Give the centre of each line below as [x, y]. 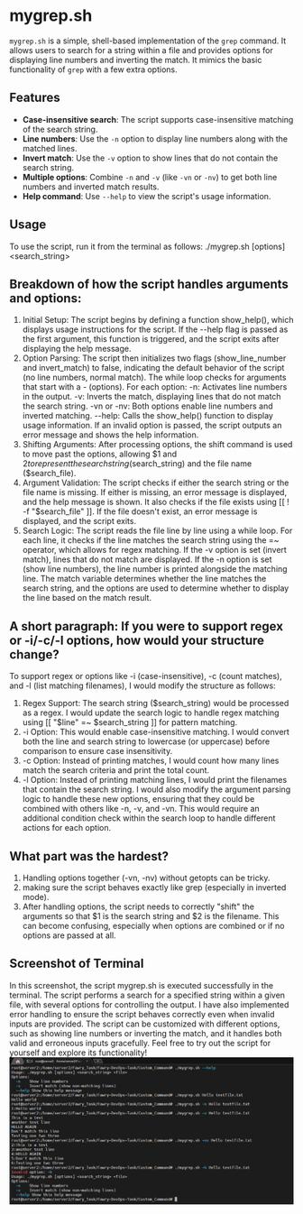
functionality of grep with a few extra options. [93, 69]
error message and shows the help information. [110, 435]
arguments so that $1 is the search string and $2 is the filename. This [151, 916]
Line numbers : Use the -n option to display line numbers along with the [155, 138]
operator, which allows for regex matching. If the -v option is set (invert [154, 550]
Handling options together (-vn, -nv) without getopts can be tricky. [146, 878]
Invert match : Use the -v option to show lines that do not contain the [150, 158]
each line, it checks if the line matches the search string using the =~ [151, 540]
